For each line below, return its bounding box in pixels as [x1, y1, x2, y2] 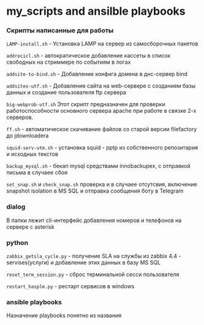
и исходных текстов [6, 150, 58, 158]
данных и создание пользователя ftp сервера [6, 89, 127, 96]
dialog [6, 202, 26, 211]
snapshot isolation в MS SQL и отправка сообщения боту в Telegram [6, 187, 184, 194]
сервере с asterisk [6, 223, 55, 231]
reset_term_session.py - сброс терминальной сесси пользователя [6, 271, 179, 278]
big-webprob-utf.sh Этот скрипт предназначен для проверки [6, 101, 165, 108]
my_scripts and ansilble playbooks [6, 4, 186, 18]
